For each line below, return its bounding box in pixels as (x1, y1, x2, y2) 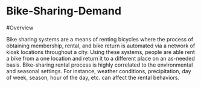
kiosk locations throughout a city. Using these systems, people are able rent (6, 48, 195, 55)
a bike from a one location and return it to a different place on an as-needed (6, 55, 195, 62)
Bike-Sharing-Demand (6, 4, 122, 18)
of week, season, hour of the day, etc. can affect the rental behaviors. (6, 74, 180, 81)
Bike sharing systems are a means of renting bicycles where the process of (6, 35, 194, 43)
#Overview (6, 24, 34, 31)
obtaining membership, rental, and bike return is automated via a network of (6, 42, 196, 49)
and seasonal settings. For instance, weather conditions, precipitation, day (6, 67, 191, 74)
